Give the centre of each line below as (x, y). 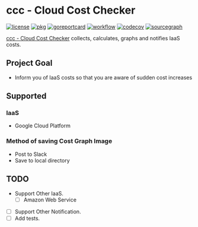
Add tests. (27, 218)
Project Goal (29, 63)
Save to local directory (42, 160)
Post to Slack (31, 154)
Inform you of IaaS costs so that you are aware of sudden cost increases (103, 77)
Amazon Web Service (50, 200)
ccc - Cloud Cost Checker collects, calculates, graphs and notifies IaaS (93, 38)
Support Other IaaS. (39, 193)
